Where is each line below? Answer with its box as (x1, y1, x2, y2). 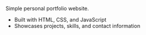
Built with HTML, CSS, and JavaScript (14, 16, 107, 23)
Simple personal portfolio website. (5, 5, 90, 12)
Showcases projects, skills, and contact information (14, 23, 141, 29)
